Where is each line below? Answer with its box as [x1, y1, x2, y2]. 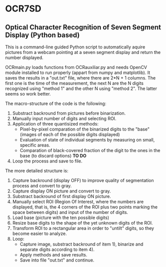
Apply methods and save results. [19, 252, 87, 257]
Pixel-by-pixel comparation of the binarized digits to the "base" [19, 126, 150, 132]
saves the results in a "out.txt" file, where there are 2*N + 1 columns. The [5, 75, 156, 80]
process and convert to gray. [12, 183, 72, 188]
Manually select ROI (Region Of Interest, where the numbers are [12, 198, 144, 204]
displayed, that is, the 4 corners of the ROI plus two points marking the [12, 204, 158, 210]
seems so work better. [5, 91, 51, 96]
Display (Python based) [5, 30, 80, 39]
